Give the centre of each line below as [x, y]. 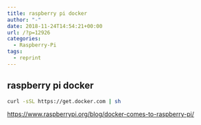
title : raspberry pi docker [47, 13]
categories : [24, 39]
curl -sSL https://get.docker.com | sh [64, 101]
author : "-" [24, 20]
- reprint [27, 58]
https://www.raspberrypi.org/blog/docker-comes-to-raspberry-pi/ [100, 114]
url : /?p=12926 [29, 32]
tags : [15, 52]
